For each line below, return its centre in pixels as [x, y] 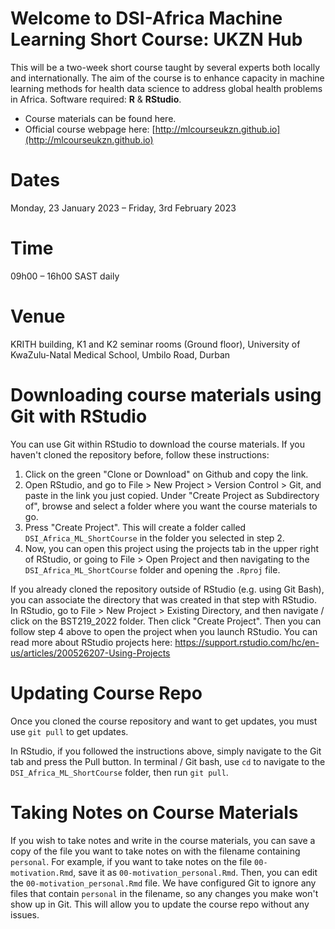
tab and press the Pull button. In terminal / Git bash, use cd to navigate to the [168, 761]
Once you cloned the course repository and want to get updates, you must [164, 721]
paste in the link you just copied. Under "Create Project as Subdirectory [172, 495]
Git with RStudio [79, 416]
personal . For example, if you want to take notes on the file [131, 861]
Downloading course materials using [166, 394]
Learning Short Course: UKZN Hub [156, 39]
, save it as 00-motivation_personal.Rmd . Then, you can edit [195, 872]
